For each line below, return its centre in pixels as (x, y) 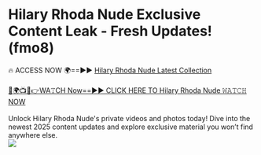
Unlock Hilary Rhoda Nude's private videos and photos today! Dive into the (129, 118)
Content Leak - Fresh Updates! (110, 31)
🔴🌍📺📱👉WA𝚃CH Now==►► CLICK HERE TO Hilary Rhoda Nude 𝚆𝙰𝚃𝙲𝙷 (128, 90)
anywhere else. (33, 135)
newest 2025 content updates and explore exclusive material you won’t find (131, 127)
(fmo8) (31, 48)
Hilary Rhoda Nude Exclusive (105, 15)
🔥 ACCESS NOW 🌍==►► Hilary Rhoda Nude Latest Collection (110, 70)
